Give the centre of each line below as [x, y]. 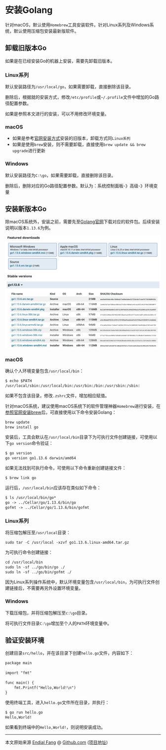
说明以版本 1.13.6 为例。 [29, 228]
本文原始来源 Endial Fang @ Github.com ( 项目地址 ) [57, 743]
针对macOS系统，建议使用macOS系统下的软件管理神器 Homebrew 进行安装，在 [83, 406]
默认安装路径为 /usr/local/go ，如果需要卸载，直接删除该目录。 [69, 87]
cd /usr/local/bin [24, 562]
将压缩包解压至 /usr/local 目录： [38, 532]
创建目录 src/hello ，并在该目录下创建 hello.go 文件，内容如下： [69, 653]
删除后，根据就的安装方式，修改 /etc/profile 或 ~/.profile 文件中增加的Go [80, 97]
